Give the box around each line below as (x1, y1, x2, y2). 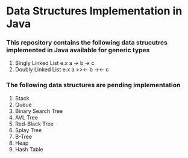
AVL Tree (14, 114, 38, 121)
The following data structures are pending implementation (6, 81, 181, 90)
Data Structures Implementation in (6, 4, 183, 18)
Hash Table (14, 145, 43, 153)
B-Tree (14, 133, 32, 140)
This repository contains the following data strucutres (6, 38, 168, 47)
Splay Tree (14, 126, 42, 133)
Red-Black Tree (14, 120, 54, 127)
